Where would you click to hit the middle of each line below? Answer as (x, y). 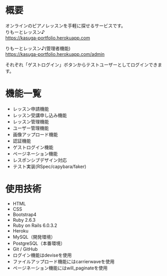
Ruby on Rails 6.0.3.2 (35, 225)
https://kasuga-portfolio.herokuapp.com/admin (55, 54)
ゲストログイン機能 (33, 147)
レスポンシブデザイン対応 (40, 160)
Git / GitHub (25, 249)
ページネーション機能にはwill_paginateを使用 (60, 268)
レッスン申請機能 (31, 109)
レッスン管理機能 (31, 121)
